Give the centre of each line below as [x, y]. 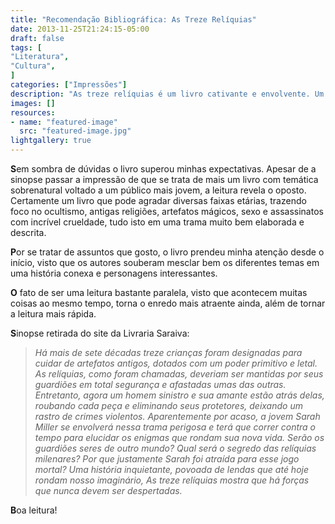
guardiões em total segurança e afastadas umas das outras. [160, 384]
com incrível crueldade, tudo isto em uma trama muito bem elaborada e [157, 222]
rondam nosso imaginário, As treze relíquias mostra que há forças [172, 480]
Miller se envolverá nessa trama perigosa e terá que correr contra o [175, 427]
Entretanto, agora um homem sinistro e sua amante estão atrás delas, [179, 395]
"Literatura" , [40, 57]
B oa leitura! [34, 510]
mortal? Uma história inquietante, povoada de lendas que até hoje [172, 469]
